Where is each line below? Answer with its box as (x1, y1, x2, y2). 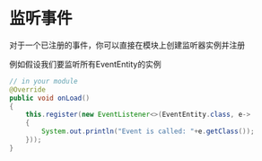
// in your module (9, 76, 78, 85)
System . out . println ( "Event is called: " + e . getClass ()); (41, 127, 255, 136)
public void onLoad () (9, 94, 91, 103)
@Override (9, 85, 47, 94)
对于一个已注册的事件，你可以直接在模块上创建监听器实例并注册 (9, 40, 245, 50)
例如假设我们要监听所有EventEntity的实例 (9, 58, 162, 69)
